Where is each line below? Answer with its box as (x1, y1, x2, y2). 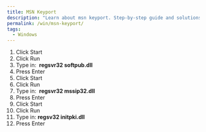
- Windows (12, 32, 37, 38)
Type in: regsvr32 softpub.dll (15, 62, 93, 69)
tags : (7, 26, 21, 32)
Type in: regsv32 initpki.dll (15, 114, 85, 121)
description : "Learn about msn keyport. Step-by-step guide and (7, 15, 174, 21)
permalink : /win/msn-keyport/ (7, 20, 84, 26)
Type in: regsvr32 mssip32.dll (15, 87, 95, 95)
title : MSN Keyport (7, 9, 57, 15)
